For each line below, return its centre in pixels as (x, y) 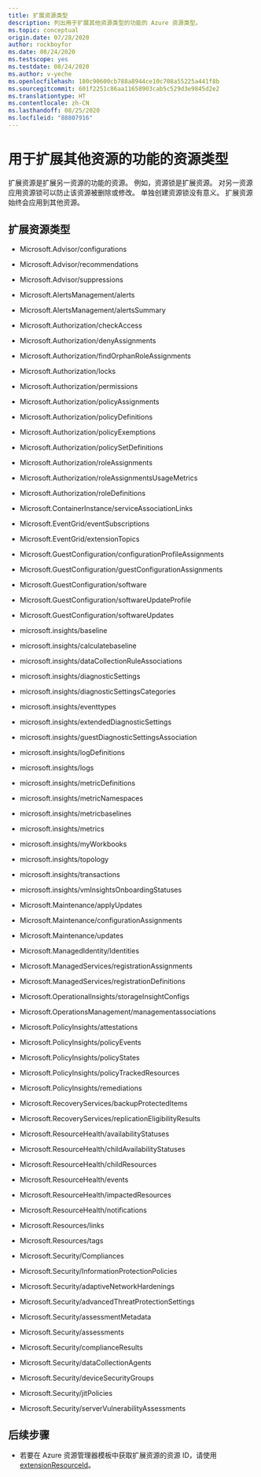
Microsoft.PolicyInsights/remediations (81, 1088)
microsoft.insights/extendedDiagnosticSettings (96, 722)
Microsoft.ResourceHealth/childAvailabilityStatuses (103, 1149)
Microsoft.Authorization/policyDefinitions (86, 416)
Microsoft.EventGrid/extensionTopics (79, 539)
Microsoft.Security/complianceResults (81, 1347)
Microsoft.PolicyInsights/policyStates (79, 1057)
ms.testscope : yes (38, 60)
